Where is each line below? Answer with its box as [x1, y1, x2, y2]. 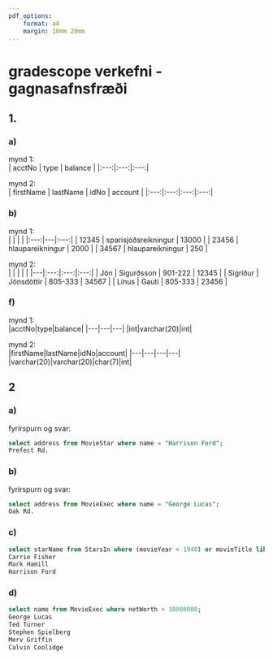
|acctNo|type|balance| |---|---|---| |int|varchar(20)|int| [8, 323, 193, 333]
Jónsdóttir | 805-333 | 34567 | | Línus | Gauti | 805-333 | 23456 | [8, 276, 227, 286]
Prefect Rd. [8, 446, 49, 455]
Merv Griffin [8, 636, 53, 644]
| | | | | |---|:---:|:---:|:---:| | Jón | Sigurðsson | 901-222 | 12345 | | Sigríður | [8, 267, 259, 277]
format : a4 [23, 20, 60, 28]
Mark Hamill [8, 560, 49, 569]
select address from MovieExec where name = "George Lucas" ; [8, 500, 220, 508]
